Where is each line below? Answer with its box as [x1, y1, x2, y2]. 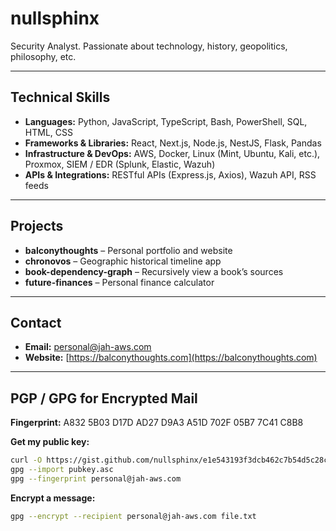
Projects [10, 218, 64, 235]
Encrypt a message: [10, 492, 96, 504]
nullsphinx [10, 7, 100, 30]
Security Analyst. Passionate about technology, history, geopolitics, [10, 40, 288, 52]
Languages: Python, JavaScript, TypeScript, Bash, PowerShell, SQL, [24, 115, 308, 127]
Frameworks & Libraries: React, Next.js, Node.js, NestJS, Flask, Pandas [24, 137, 322, 149]
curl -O [10, 455, 43, 466]
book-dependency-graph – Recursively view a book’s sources [24, 265, 284, 277]
